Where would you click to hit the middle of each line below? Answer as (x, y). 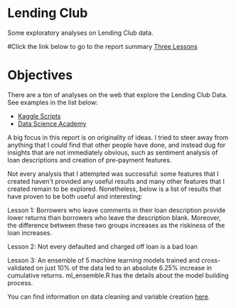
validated (21, 268)
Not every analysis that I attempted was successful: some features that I (113, 174)
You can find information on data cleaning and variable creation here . (109, 297)
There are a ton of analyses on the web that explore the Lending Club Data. (117, 94)
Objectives (40, 75)
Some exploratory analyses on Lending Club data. (81, 33)
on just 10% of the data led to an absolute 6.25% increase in (123, 268)
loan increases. (29, 233)
